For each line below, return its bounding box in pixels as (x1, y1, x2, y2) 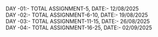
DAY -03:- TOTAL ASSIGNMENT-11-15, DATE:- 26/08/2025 (5, 18, 150, 24)
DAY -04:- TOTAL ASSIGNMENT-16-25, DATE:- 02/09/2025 (5, 24, 153, 31)
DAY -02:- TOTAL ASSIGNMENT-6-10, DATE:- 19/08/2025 (5, 11, 148, 18)
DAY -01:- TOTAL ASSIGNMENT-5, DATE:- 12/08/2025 (5, 5, 139, 12)
